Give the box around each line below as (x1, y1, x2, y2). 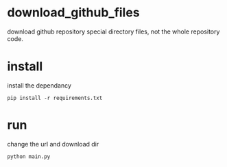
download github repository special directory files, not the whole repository (7, 27, 220, 36)
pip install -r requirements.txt (7, 94, 103, 101)
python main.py (7, 153, 51, 160)
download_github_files (7, 5, 140, 21)
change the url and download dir (7, 140, 99, 148)
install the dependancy (7, 81, 72, 90)
